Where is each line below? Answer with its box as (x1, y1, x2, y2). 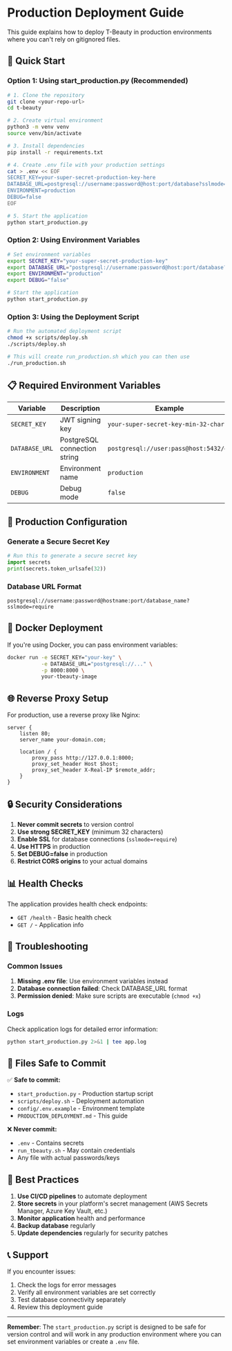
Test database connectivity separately (17, 1296, 126, 1304)
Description (61, 404, 100, 413)
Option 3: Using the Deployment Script (7, 312, 139, 321)
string (59, 452, 79, 462)
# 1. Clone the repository (7, 91, 85, 98)
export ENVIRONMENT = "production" (7, 270, 104, 278)
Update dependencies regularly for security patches (17, 1229, 168, 1237)
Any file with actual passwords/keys (17, 1154, 120, 1162)
